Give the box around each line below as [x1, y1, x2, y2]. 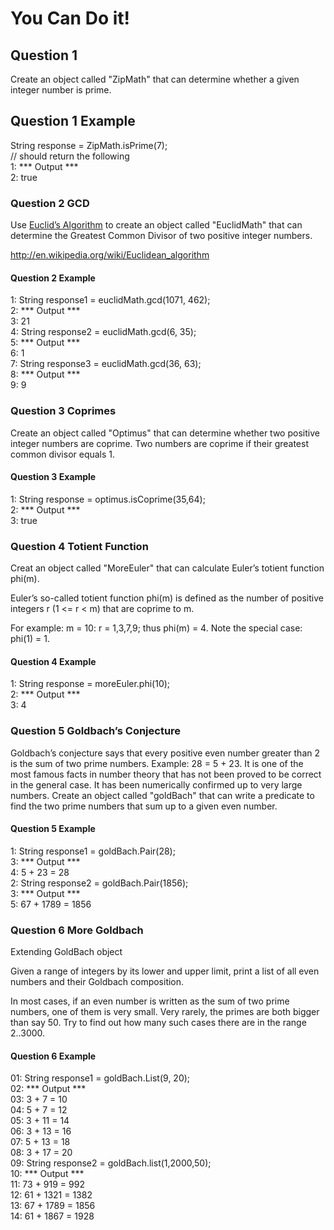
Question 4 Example [10, 655, 97, 667]
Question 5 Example [10, 823, 96, 835]
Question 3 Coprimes [10, 404, 117, 418]
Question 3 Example [10, 471, 97, 483]
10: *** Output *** [10, 1168, 85, 1180]
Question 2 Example [10, 272, 96, 284]
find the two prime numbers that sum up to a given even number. [10, 800, 278, 812]
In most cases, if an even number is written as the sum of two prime [10, 995, 290, 1007]
